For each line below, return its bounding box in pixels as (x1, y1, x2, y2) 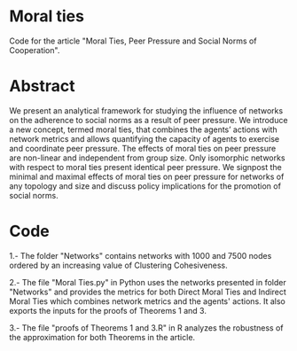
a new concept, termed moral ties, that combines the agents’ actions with (9, 124, 277, 135)
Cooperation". (9, 44, 60, 55)
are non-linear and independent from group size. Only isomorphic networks (9, 152, 285, 163)
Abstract (9, 76, 75, 97)
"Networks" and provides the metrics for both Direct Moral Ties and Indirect (9, 286, 286, 297)
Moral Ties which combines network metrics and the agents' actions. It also (9, 295, 286, 307)
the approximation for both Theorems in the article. (9, 331, 196, 342)
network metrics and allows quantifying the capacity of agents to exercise (9, 133, 280, 144)
